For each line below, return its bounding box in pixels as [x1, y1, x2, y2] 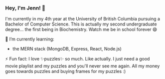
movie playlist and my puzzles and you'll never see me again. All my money [5, 63, 160, 69]
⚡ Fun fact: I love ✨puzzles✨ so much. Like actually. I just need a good [5, 56, 150, 62]
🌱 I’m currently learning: [5, 36, 55, 42]
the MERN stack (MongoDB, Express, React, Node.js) [12, 46, 122, 52]
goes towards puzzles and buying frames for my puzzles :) [5, 68, 126, 74]
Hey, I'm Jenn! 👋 [5, 4, 46, 11]
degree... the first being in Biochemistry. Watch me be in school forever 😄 [5, 26, 158, 32]
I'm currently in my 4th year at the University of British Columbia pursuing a [5, 16, 161, 22]
